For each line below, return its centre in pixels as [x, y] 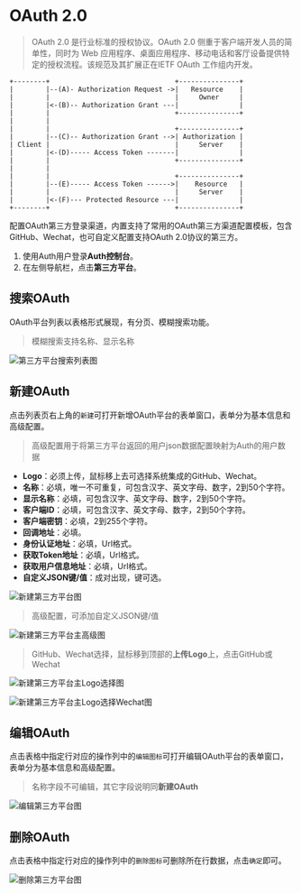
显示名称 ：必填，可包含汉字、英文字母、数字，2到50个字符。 [136, 498]
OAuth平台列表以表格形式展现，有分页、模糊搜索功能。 [112, 322]
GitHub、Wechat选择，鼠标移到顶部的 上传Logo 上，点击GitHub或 [152, 654]
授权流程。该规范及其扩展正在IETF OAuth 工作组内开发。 [153, 64]
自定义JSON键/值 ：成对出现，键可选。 [94, 577]
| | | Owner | [127, 97]
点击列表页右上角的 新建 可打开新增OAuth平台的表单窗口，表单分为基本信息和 [150, 415]
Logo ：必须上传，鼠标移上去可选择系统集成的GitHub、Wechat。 [142, 475]
